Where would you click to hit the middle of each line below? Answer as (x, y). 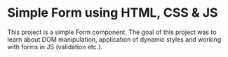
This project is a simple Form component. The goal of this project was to (112, 32)
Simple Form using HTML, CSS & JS (113, 13)
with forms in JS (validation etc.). (55, 47)
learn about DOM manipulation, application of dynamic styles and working (114, 39)
